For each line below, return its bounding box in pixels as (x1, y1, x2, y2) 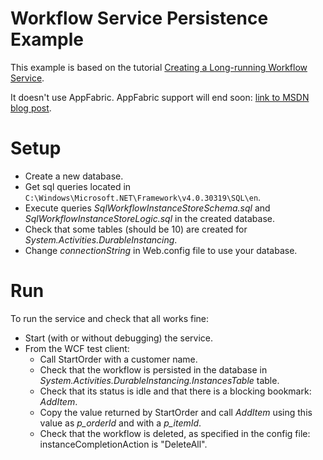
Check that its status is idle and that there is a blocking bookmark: (39, 385, 312, 397)
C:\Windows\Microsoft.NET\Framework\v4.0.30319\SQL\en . (24, 191, 262, 203)
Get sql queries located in (24, 180, 132, 192)
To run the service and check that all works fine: (10, 312, 210, 324)
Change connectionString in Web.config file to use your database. (24, 244, 298, 256)
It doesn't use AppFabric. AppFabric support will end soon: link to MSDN (10, 91, 310, 103)
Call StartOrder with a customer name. (39, 353, 198, 365)
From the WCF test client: (24, 342, 130, 354)
